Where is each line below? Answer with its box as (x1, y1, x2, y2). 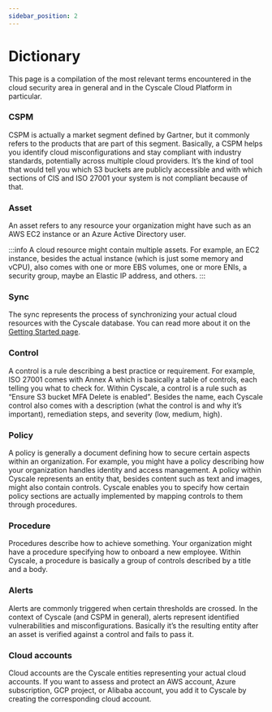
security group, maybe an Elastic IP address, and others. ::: (8, 271, 206, 281)
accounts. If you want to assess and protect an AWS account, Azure (8, 676, 236, 686)
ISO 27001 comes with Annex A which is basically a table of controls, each (8, 374, 257, 384)
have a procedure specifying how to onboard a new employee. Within (8, 547, 241, 557)
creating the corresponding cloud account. (8, 693, 152, 704)
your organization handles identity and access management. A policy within (8, 465, 261, 475)
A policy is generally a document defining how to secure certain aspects (8, 448, 250, 458)
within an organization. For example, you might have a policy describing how (8, 456, 265, 466)
